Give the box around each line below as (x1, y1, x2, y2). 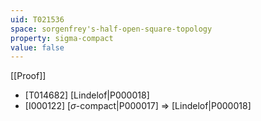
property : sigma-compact (10, 33, 114, 43)
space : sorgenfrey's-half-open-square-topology (10, 24, 213, 34)
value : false (10, 42, 65, 53)
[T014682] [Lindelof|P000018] (24, 89, 150, 101)
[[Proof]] (10, 70, 47, 82)
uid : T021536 (10, 14, 65, 25)
